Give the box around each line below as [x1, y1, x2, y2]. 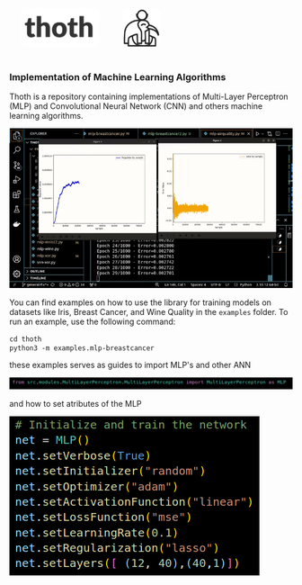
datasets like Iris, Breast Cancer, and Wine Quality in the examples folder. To [9, 306, 289, 317]
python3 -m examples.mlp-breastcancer [9, 343, 155, 353]
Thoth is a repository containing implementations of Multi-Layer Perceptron [9, 91, 289, 103]
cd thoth [9, 334, 42, 344]
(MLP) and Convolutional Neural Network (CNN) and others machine [9, 101, 263, 112]
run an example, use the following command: [9, 316, 176, 327]
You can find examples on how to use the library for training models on [9, 297, 272, 308]
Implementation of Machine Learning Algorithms [9, 70, 226, 83]
